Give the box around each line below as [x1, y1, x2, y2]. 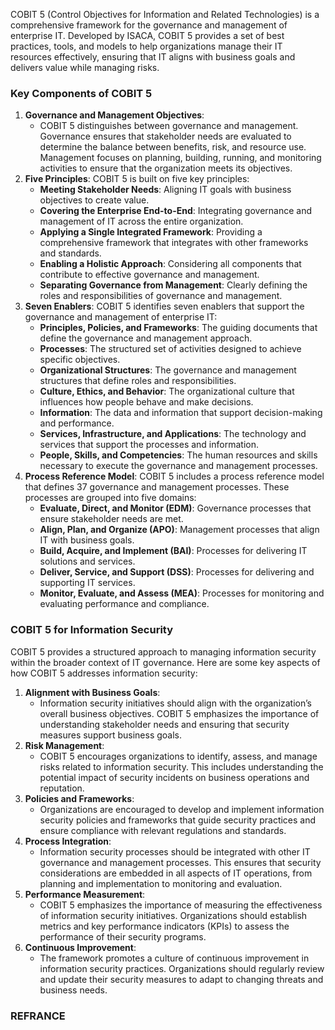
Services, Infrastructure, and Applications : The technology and [39, 428, 307, 440]
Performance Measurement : [24, 888, 146, 900]
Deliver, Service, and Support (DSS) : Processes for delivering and [39, 566, 315, 578]
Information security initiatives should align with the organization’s [39, 697, 312, 709]
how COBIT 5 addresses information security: [10, 667, 198, 679]
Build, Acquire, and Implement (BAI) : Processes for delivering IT [39, 545, 308, 557]
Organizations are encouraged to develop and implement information [39, 803, 325, 815]
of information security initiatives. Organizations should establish [39, 909, 308, 921]
